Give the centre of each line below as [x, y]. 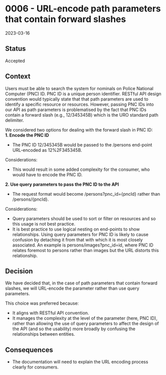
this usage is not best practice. [44, 224]
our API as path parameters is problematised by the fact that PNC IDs [76, 110]
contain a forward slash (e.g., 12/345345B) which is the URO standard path [82, 115]
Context [18, 76]
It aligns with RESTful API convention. [51, 313]
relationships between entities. [44, 334]
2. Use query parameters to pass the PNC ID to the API [62, 184]
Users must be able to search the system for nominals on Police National [79, 88]
